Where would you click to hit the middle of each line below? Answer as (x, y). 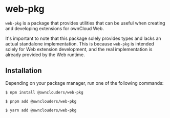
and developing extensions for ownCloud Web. (55, 28)
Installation (24, 71)
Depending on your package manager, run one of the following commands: (84, 83)
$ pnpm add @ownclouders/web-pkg (41, 101)
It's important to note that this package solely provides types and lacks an (83, 38)
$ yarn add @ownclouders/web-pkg (41, 110)
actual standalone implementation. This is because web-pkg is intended (80, 43)
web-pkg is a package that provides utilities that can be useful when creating (85, 23)
